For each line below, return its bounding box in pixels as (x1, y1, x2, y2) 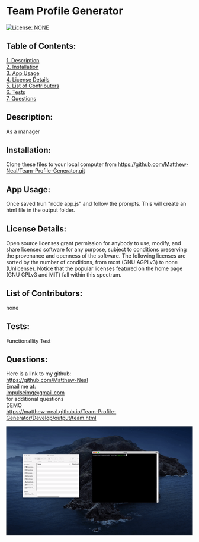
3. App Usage (6, 70, 40, 77)
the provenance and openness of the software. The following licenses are (6, 252, 186, 259)
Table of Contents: (6, 41, 76, 51)
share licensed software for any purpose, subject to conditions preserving (6, 246, 187, 253)
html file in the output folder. (6, 206, 75, 214)
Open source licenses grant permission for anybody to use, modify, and (6, 240, 182, 246)
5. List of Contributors (6, 82, 60, 89)
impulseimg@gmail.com (6, 389, 65, 396)
